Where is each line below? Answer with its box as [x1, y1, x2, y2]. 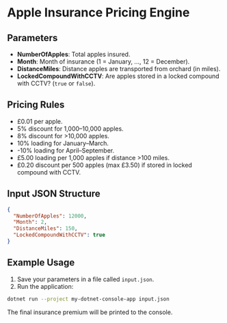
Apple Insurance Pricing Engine [7, 5, 190, 21]
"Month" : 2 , [13, 219, 48, 226]
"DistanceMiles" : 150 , [13, 225, 78, 232]
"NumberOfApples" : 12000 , [13, 212, 88, 220]
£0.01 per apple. [16, 117, 63, 125]
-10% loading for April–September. [16, 146, 115, 155]
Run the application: [16, 282, 74, 290]
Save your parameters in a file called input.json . [16, 275, 155, 283]
